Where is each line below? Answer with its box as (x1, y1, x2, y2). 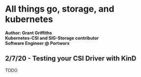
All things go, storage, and (5, 3, 115, 15)
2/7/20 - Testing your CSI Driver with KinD (5, 55, 137, 63)
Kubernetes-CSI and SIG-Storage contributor (5, 35, 99, 41)
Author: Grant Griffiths (5, 30, 52, 36)
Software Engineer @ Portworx (5, 40, 70, 46)
